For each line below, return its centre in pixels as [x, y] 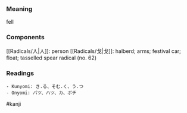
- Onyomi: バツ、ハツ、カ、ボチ [41, 93]
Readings [20, 73]
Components [25, 37]
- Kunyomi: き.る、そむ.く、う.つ [45, 86]
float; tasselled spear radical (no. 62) [52, 58]
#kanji [14, 103]
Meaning [19, 9]
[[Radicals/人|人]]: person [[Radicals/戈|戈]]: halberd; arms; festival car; [94, 51]
